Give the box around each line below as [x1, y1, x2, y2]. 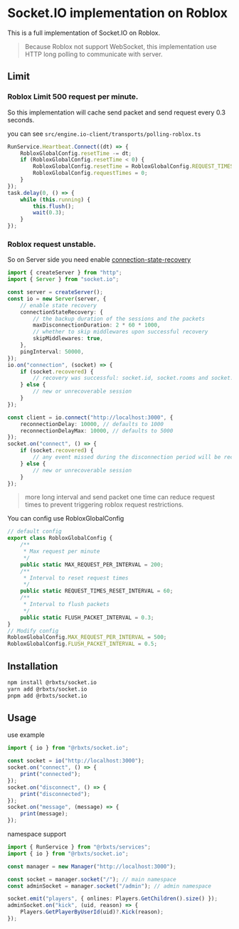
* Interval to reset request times [23, 574, 129, 581]
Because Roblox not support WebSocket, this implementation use [24, 42, 217, 51]
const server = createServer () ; [7, 289, 103, 296]
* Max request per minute [23, 548, 100, 556]
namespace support [7, 830, 66, 839]
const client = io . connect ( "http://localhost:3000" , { [7, 414, 174, 421]
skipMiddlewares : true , [33, 335, 103, 342]
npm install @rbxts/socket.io [7, 679, 97, 686]
